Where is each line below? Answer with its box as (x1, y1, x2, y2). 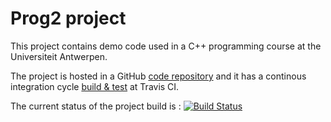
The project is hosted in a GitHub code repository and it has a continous (10, 70, 307, 82)
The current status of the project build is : (10, 100, 182, 112)
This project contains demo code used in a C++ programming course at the (10, 40, 322, 52)
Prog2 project (10, 7, 127, 30)
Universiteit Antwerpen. (10, 50, 108, 62)
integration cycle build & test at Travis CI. (10, 80, 180, 92)
